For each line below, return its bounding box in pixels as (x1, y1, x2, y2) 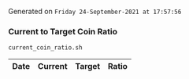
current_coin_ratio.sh (8, 44, 83, 52)
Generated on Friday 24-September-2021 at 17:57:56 (8, 7, 182, 16)
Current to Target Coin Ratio (8, 26, 118, 37)
